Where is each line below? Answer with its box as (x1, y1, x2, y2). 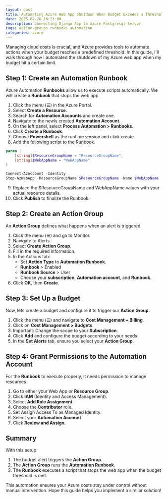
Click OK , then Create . (12, 279, 59, 285)
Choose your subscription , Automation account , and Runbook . (20, 275, 152, 280)
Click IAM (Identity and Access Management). (12, 393, 108, 399)
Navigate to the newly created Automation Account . (12, 117, 121, 124)
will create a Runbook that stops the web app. (5, 92, 100, 98)
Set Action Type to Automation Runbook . (20, 259, 106, 265)
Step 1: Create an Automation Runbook (5, 74, 128, 82)
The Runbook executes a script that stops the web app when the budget (12, 467, 162, 473)
